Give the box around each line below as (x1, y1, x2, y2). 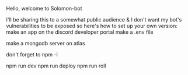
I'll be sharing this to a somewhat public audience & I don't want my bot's (6, 16, 182, 23)
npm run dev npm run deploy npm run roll (6, 62, 106, 69)
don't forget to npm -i (6, 51, 58, 58)
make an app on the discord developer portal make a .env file (6, 28, 154, 35)
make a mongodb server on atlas (6, 40, 86, 47)
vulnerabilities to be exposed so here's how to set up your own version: (6, 23, 178, 29)
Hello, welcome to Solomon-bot (6, 5, 83, 12)
